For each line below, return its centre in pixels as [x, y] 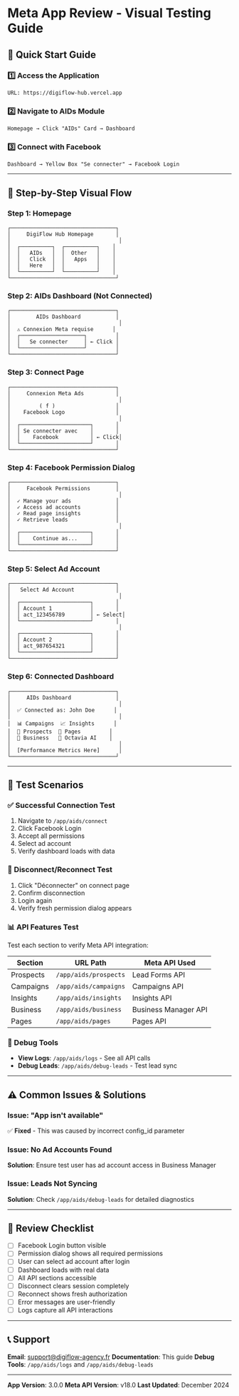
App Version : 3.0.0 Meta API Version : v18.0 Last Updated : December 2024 [118, 1385]
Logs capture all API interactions [65, 1310]
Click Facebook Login [49, 829]
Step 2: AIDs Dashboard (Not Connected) [80, 296]
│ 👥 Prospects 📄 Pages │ [60, 732]
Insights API [152, 998]
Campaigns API [158, 986]
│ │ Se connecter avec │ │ [63, 431]
